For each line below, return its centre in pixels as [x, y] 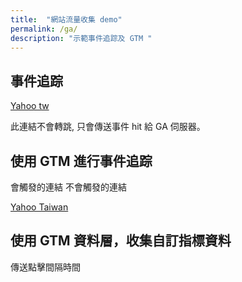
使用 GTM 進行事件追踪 [81, 161]
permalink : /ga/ [44, 29]
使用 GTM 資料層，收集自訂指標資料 [121, 241]
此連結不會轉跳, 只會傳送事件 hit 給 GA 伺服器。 [108, 127]
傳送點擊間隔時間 [45, 267]
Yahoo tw [30, 106]
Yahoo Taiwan [39, 207]
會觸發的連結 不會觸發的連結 [68, 187]
